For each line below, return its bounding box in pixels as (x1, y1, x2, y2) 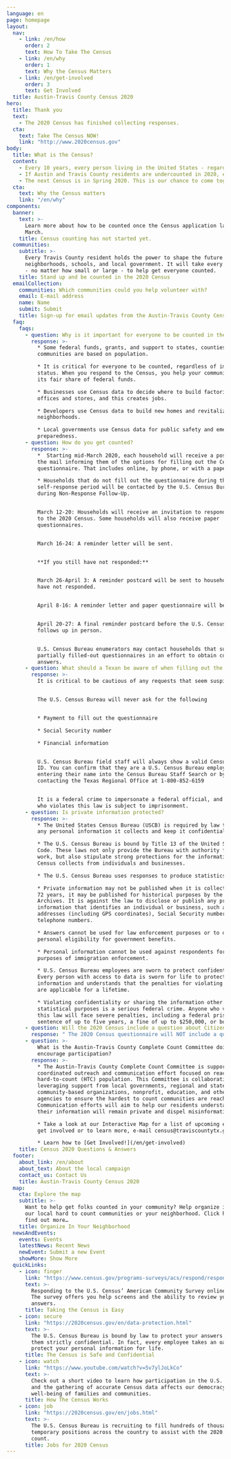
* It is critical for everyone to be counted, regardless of (37, 364, 217, 370)
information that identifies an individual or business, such (37, 904, 220, 911)
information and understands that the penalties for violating (37, 980, 223, 987)
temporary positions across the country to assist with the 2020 (31, 1429, 223, 1436)
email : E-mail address (19, 293, 84, 300)
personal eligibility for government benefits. (37, 936, 177, 943)
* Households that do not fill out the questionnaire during (37, 478, 217, 484)
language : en (6, 10, 44, 17)
